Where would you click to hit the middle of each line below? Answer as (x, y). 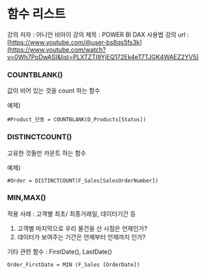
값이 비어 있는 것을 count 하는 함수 (54, 91)
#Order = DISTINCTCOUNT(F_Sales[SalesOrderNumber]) (83, 181)
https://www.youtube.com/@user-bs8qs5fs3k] (76, 42)
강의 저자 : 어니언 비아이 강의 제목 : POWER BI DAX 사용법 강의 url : (98, 34)
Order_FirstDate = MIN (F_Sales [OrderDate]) (73, 265)
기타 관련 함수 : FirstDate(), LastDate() (60, 252)
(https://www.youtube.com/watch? (56, 50)
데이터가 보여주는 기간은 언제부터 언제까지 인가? (81, 237)
